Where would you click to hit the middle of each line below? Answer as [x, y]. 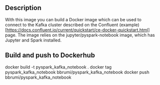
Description [23, 8]
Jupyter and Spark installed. [33, 40]
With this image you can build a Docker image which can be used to [73, 19]
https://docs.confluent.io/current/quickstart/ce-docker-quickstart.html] [78, 30]
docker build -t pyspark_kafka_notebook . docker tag [59, 67]
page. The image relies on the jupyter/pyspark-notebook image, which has [80, 35]
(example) [130, 25]
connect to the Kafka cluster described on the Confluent [62, 25]
